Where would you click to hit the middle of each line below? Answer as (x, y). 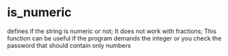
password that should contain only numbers (69, 45)
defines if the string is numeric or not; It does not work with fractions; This (112, 31)
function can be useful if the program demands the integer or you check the (114, 38)
